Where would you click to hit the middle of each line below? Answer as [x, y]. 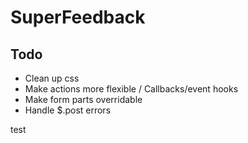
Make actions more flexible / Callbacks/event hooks [131, 89]
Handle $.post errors [68, 110]
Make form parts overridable [83, 99]
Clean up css [52, 78]
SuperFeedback [78, 17]
